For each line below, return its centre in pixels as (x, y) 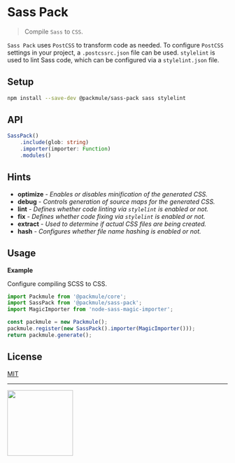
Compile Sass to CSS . (54, 31)
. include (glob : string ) (55, 143)
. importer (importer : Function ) (65, 149)
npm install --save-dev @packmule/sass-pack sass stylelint (97, 98)
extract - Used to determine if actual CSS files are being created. (112, 224)
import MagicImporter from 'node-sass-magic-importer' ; (90, 309)
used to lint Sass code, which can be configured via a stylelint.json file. (113, 59)
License (25, 357)
